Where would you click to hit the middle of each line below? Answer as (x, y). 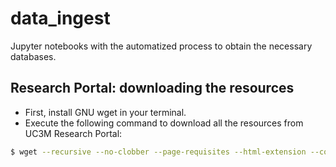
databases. (33, 56)
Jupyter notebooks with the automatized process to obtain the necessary (161, 46)
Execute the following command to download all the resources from (164, 123)
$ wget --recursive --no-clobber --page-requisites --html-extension (158, 152)
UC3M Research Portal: (73, 133)
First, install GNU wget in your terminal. (105, 112)
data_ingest (60, 18)
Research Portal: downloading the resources (152, 88)
